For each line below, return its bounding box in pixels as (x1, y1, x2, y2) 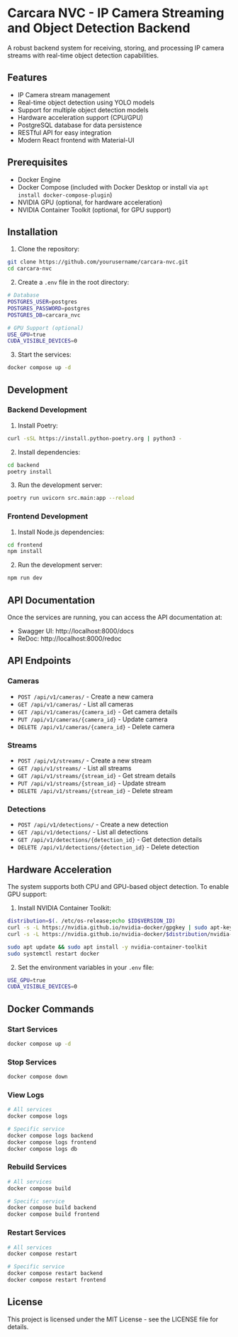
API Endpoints (7, 655, 72, 667)
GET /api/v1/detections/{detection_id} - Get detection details (17, 836, 203, 844)
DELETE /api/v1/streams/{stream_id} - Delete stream (17, 787, 174, 795)
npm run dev (7, 574, 42, 582)
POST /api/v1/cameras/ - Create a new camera (17, 692, 154, 701)
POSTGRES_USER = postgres (7, 298, 78, 305)
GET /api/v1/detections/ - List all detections (17, 828, 149, 836)
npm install (7, 548, 42, 555)
